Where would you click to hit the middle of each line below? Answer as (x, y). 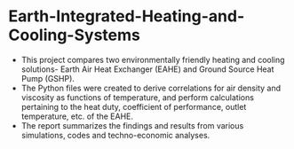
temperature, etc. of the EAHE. (77, 116)
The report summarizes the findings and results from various (132, 125)
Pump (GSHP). (48, 78)
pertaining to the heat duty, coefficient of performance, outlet (134, 106)
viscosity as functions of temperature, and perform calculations (138, 97)
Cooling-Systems (75, 35)
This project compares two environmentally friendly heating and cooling (153, 59)
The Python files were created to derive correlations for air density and (151, 88)
